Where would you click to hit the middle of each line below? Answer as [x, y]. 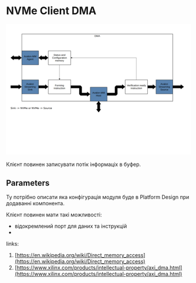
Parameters [28, 183]
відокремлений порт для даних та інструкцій [71, 226]
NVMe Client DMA [51, 11]
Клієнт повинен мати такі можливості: [54, 215]
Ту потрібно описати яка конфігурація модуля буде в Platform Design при [98, 197]
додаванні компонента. [35, 204]
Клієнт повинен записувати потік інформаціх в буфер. [74, 164]
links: [13, 244]
